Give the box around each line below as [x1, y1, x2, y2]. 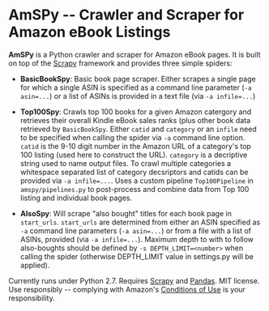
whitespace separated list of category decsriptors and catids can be [19, 167, 249, 177]
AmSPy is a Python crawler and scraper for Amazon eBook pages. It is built [8, 49, 261, 59]
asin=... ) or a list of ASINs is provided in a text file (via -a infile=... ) [19, 91, 256, 100]
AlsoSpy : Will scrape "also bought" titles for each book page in [19, 208, 233, 218]
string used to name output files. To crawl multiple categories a [19, 158, 232, 168]
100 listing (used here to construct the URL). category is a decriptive [19, 150, 248, 160]
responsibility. [8, 293, 55, 303]
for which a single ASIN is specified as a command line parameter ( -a [19, 83, 252, 92]
